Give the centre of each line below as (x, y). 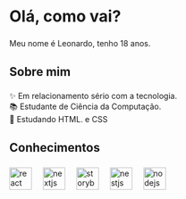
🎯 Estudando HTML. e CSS (59, 120)
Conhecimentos (55, 148)
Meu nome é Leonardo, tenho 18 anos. (80, 44)
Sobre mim (40, 72)
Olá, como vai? (65, 17)
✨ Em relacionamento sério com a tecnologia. (93, 96)
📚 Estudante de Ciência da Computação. (85, 107)
